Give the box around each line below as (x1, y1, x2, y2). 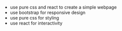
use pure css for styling (10, 15, 59, 20)
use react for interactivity (10, 20, 63, 26)
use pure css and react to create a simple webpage (10, 4, 117, 10)
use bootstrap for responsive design (10, 9, 86, 15)
